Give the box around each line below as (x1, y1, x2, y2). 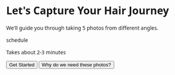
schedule (6, 36, 28, 44)
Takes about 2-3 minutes (6, 48, 66, 56)
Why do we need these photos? (41, 61, 112, 68)
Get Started (9, 61, 35, 68)
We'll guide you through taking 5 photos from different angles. (6, 24, 158, 32)
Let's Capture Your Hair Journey (6, 3, 169, 18)
